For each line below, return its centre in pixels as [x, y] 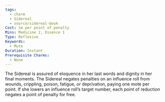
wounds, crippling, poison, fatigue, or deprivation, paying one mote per [77, 84]
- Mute [16, 46]
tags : [11, 10]
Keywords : [15, 42]
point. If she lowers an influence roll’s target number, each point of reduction [83, 89]
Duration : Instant [24, 51]
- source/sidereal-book [34, 23]
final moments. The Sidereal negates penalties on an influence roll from [78, 79]
